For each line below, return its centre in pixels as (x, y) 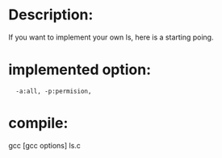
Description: (51, 15)
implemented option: (80, 70)
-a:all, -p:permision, (54, 91)
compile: (38, 123)
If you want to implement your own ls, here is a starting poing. (111, 37)
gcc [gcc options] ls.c (44, 145)
